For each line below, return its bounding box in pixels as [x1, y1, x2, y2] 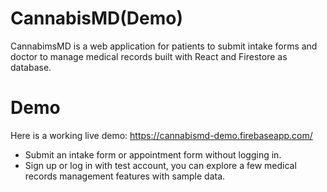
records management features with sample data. [24, 170, 226, 182]
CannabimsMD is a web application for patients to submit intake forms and [10, 40, 318, 52]
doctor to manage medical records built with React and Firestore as [10, 50, 288, 62]
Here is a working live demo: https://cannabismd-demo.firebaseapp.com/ [10, 129, 313, 141]
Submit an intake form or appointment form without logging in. [24, 148, 282, 161]
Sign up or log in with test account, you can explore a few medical [24, 159, 297, 171]
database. [10, 61, 52, 73]
